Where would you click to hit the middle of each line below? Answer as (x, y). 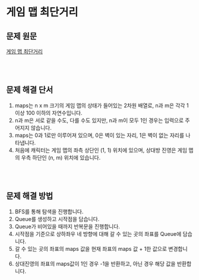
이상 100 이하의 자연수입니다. (48, 113)
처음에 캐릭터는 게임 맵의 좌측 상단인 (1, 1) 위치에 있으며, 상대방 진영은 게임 (101, 150)
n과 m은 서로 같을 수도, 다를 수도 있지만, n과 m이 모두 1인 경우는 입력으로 (99, 120)
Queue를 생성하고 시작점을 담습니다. (57, 219)
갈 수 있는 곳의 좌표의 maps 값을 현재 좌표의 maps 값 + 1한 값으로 (91, 248)
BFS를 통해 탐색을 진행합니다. (49, 211)
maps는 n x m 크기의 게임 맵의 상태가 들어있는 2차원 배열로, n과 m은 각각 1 (102, 105)
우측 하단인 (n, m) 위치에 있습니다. (61, 157)
